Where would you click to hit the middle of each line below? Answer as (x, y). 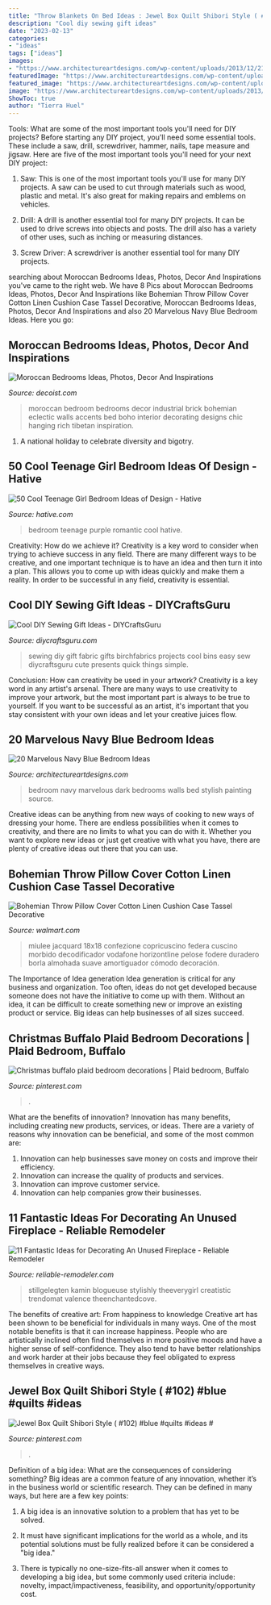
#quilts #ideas (45, 1404)
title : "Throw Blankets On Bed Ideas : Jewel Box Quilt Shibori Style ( (133, 16)
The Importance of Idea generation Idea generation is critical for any (122, 979)
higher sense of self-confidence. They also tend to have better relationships (135, 1349)
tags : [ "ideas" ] (35, 53)
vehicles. (35, 204)
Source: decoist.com (43, 393)
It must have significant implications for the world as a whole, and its (134, 1535)
